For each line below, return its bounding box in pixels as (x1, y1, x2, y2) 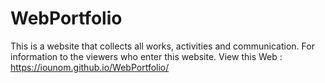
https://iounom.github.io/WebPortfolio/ (10, 61, 170, 73)
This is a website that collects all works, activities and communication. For (10, 40, 315, 52)
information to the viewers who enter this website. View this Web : (10, 50, 283, 62)
